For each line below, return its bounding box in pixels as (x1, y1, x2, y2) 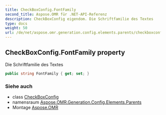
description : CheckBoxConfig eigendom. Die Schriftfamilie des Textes (5, 16, 154, 21)
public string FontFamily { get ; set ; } (5, 71, 90, 76)
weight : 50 (5, 26, 28, 31)
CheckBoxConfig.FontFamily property (5, 48, 125, 57)
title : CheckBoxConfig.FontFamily (5, 7, 77, 12)
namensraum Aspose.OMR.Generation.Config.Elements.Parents (12, 99, 142, 105)
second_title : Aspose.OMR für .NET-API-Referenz (5, 12, 107, 17)
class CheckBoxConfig (12, 94, 59, 100)
